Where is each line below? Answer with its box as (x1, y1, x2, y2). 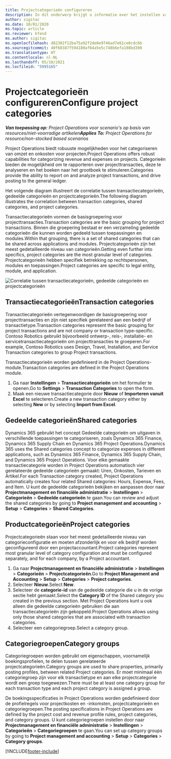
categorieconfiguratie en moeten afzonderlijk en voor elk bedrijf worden (5, 539, 157, 545)
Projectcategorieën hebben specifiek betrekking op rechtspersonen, (5, 257, 149, 263)
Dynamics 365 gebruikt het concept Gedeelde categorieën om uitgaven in (5, 430, 161, 436)
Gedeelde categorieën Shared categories (5, 416, 137, 425)
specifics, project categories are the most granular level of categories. (5, 251, 153, 258)
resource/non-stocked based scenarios (5, 135, 89, 142)
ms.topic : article (5, 26, 44, 32)
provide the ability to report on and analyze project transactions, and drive (5, 173, 161, 179)
